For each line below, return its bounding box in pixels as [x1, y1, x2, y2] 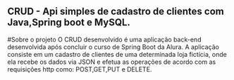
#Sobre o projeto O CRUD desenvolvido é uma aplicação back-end [7, 35, 202, 44]
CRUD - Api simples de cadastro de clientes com [7, 6, 224, 18]
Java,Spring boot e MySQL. [7, 17, 130, 29]
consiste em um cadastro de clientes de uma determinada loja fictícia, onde [7, 50, 227, 58]
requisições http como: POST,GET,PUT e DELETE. [7, 65, 152, 73]
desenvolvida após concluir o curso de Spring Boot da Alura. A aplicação [7, 42, 220, 51]
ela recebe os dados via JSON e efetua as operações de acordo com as [7, 58, 216, 66]
